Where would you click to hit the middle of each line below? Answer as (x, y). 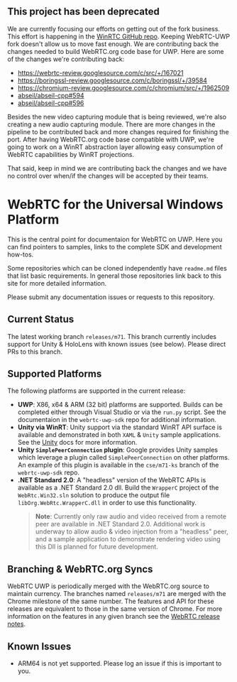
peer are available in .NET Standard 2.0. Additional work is (120, 524)
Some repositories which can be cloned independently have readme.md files (117, 268)
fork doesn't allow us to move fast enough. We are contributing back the (113, 44)
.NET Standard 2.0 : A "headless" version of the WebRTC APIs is (112, 480)
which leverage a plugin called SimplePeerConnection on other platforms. (123, 458)
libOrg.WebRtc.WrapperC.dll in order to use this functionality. (107, 503)
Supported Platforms (55, 373)
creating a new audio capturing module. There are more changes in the (111, 124)
